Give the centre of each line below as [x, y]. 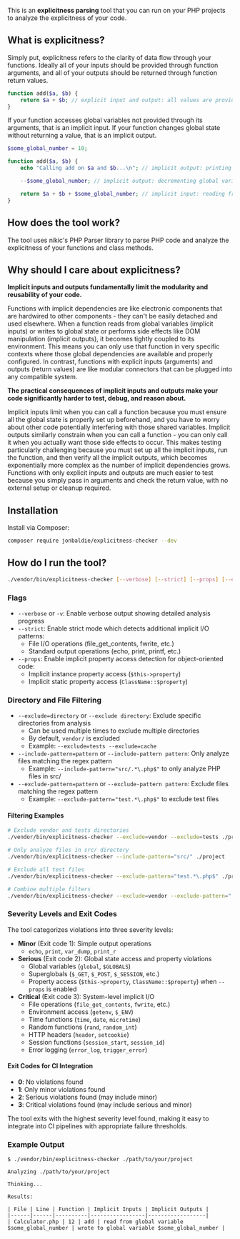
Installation [33, 510]
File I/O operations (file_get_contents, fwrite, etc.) [101, 643]
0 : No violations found [50, 1082]
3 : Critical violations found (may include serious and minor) [105, 1104]
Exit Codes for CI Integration [50, 1066]
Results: [20, 1197]
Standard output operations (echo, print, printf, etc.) [105, 651]
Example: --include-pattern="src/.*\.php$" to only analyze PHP [124, 769]
